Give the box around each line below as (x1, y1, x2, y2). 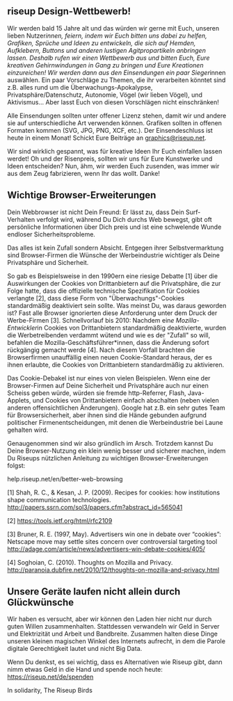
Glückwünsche (7, 597, 74, 609)
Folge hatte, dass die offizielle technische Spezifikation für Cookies (7, 287, 200, 295)
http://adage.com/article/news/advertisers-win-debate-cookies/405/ (7, 545, 205, 553)
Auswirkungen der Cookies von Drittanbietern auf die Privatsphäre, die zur (7, 279, 221, 287)
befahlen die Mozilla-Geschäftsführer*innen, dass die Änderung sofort (7, 338, 210, 346)
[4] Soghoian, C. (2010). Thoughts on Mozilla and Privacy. (7, 558, 173, 566)
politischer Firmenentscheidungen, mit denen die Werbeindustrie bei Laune (7, 418, 223, 426)
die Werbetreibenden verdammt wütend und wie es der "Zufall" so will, (7, 330, 211, 339)
